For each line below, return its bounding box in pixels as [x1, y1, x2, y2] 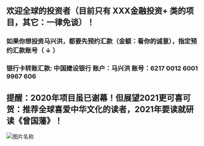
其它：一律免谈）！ [22, 17, 95, 27]
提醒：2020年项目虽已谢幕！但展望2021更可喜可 [6, 92, 191, 103]
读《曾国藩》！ [6, 115, 63, 126]
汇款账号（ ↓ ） [12, 46, 59, 55]
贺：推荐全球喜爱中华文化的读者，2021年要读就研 [6, 104, 194, 114]
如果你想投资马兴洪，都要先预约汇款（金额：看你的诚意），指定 [6, 37, 191, 46]
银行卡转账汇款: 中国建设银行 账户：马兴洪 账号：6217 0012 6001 [6, 64, 199, 73]
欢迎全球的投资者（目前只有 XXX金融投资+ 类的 [6, 5, 186, 16]
